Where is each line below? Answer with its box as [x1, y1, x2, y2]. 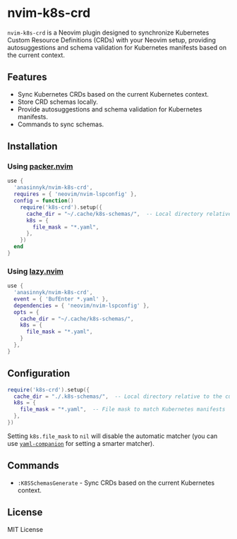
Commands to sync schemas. [17, 120, 104, 128]
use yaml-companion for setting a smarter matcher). [7, 439, 155, 447]
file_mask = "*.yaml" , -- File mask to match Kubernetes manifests [20, 406, 226, 413]
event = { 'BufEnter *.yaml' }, [13, 295, 109, 303]
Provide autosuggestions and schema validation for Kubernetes [17, 104, 202, 114]
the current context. [7, 51, 66, 59]
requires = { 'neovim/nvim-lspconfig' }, [13, 190, 138, 198]
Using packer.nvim [7, 162, 73, 171]
